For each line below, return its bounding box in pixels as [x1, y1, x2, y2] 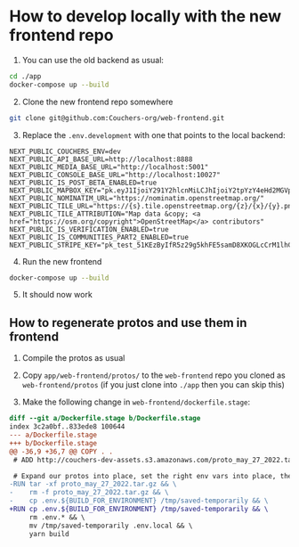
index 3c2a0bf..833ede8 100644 [9, 422, 125, 431]
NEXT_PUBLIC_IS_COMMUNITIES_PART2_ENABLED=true [9, 233, 190, 241]
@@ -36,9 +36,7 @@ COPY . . [9, 447, 114, 456]
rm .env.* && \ [28, 512, 86, 522]
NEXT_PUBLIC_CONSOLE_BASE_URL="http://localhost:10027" [9, 170, 221, 179]
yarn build [28, 529, 69, 538]
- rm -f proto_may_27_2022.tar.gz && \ [9, 488, 169, 497]
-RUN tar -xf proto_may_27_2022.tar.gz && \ [9, 479, 177, 489]
